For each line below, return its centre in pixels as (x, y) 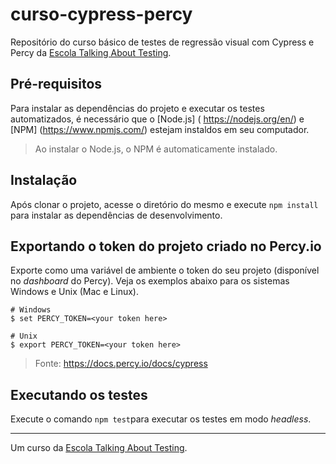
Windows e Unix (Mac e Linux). (75, 292)
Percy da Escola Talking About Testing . (91, 52)
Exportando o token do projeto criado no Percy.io (166, 246)
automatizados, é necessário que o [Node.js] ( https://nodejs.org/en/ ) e (157, 119)
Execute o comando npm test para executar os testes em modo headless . (161, 419)
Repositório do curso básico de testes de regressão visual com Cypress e (162, 42)
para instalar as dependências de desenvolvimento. (116, 215)
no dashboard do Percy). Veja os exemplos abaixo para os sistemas (150, 281)
